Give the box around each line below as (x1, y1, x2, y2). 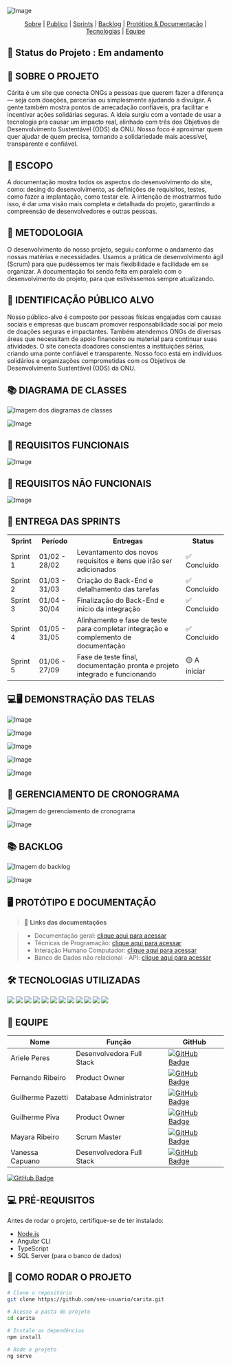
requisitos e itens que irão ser (76, 555, 173, 565)
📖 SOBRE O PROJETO (7, 70, 100, 82)
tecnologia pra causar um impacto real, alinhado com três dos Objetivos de (7, 118, 220, 126)
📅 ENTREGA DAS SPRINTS (7, 516, 120, 527)
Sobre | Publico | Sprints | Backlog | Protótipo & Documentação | (24, 20, 207, 27)
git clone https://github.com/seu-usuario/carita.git (7, 1296, 165, 1303)
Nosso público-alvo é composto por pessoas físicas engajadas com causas (7, 313, 221, 321)
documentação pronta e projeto (76, 661, 179, 670)
